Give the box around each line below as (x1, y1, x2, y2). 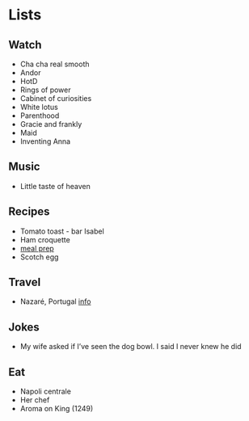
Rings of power (19, 85, 71, 95)
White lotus (19, 103, 58, 112)
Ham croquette (19, 234, 70, 244)
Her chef (19, 395, 50, 405)
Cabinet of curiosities (19, 94, 92, 103)
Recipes (8, 204, 50, 219)
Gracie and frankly (19, 120, 82, 128)
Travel (8, 276, 41, 289)
